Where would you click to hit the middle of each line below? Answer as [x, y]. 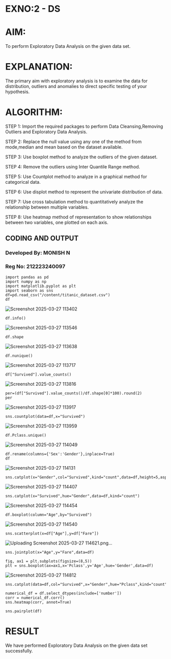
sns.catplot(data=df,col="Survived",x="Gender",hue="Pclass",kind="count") [87, 584]
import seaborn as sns [29, 291]
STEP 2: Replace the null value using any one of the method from [74, 141]
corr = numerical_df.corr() [35, 598]
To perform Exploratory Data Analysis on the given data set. [68, 46]
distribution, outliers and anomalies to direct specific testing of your [76, 87]
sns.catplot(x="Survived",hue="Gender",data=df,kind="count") [73, 496]
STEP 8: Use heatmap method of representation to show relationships [78, 217]
